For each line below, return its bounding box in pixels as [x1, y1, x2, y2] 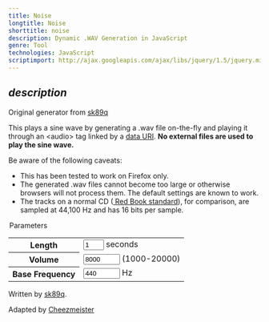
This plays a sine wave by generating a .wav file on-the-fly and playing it [8, 123, 248, 132]
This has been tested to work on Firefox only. [19, 171, 170, 180]
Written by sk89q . [8, 289, 67, 299]
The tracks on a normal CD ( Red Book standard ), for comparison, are [19, 196, 250, 206]
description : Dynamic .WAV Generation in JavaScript [8, 34, 188, 42]
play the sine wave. [8, 139, 74, 149]
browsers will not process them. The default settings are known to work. [19, 187, 259, 197]
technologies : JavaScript [8, 49, 94, 57]
